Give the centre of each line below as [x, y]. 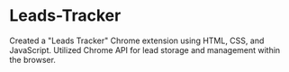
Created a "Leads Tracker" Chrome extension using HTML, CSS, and [137, 40]
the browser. [33, 59]
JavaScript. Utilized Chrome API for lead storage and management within [145, 49]
